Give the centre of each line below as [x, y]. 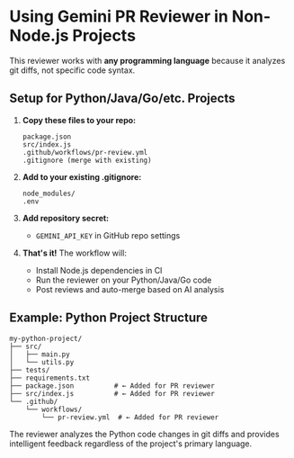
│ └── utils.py [42, 362]
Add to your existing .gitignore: [82, 176]
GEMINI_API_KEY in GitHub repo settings [108, 235]
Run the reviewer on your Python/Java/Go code [124, 280]
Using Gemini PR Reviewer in [119, 17]
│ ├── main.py [40, 354]
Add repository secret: [66, 218]
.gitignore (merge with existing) [87, 160]
